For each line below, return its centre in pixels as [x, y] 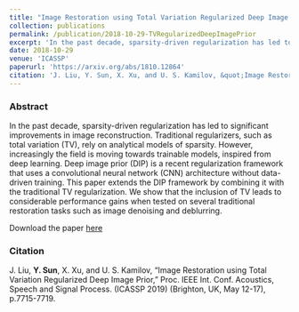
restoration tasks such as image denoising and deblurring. [116, 211]
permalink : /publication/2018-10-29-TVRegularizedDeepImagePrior [133, 34]
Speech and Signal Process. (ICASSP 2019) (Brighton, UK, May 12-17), [137, 289]
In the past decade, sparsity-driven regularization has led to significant [139, 126]
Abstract [29, 106]
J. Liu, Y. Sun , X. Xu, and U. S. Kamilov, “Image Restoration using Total [138, 270]
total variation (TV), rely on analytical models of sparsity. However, [131, 145]
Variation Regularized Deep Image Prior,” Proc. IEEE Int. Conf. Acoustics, [141, 280]
